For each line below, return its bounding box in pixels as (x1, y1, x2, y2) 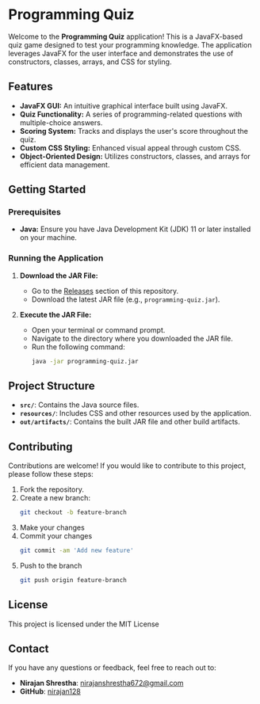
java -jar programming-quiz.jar (31, 357, 139, 365)
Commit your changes (19, 531, 93, 541)
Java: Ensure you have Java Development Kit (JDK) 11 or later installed (19, 224, 251, 234)
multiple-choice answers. (19, 117, 103, 127)
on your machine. (19, 233, 78, 242)
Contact (8, 642, 49, 656)
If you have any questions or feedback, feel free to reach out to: (8, 663, 216, 672)
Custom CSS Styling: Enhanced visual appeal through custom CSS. (19, 143, 242, 152)
